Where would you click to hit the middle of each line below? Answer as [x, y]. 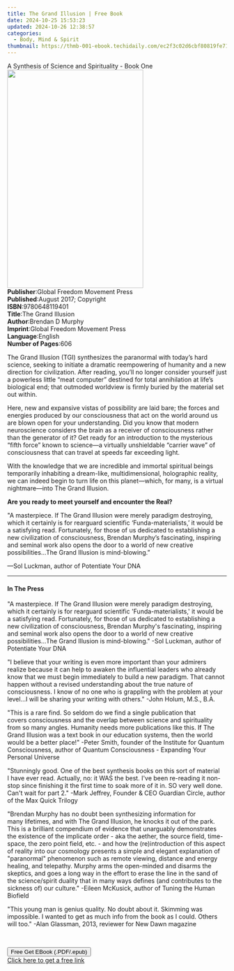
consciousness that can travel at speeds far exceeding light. [93, 452]
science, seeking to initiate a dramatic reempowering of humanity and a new [117, 365]
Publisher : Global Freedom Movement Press [70, 292]
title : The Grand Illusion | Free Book [65, 14]
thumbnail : [23, 46]
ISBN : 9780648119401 [38, 307]
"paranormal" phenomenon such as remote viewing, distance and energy [112, 859]
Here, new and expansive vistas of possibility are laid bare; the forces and [113, 408]
